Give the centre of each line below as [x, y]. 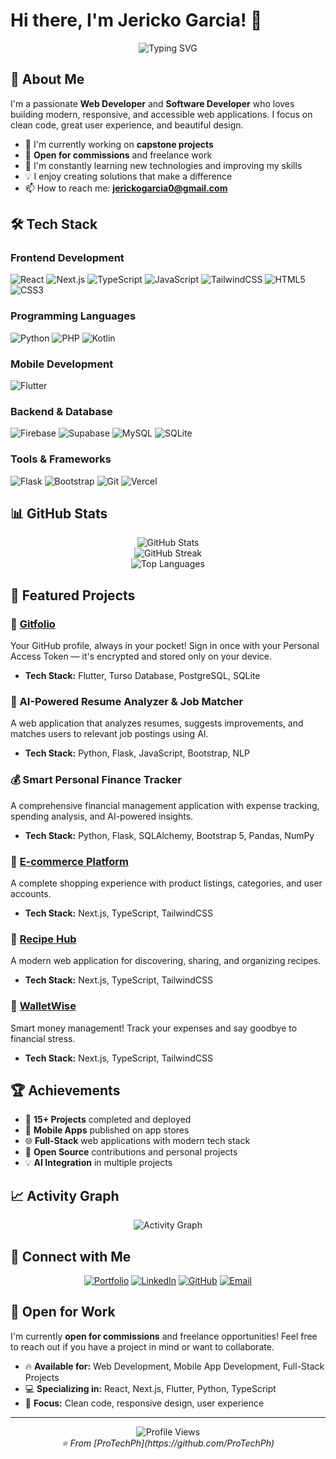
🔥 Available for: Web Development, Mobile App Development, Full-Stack [174, 1366]
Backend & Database [61, 411]
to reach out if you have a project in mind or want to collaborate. [142, 1346]
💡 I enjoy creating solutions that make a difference [128, 176]
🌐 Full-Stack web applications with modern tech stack [137, 1141]
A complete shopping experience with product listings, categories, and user [166, 883]
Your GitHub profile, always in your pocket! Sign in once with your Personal [165, 646]
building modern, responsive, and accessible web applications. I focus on [161, 114]
